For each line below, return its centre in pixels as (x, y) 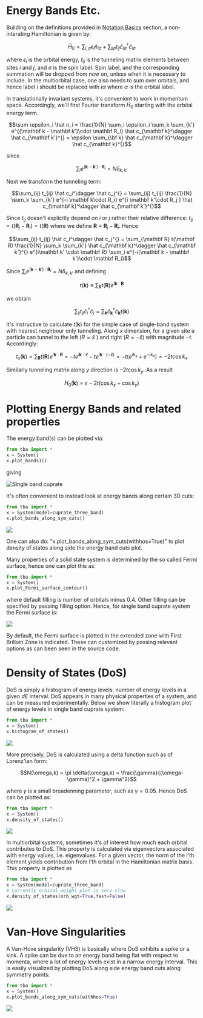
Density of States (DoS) (67, 673)
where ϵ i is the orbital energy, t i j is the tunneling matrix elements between (98, 60)
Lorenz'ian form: (27, 760)
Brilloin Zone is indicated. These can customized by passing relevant (92, 642)
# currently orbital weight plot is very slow (66, 891)
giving (14, 472)
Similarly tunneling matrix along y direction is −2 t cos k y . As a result (90, 370)
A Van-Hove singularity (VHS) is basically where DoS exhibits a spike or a (98, 948)
